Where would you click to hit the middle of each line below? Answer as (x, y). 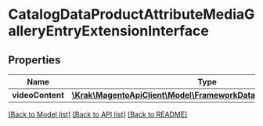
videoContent (38, 95)
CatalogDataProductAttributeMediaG (131, 14)
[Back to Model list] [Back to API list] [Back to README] (98, 114)
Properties (34, 60)
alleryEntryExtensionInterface (108, 31)
